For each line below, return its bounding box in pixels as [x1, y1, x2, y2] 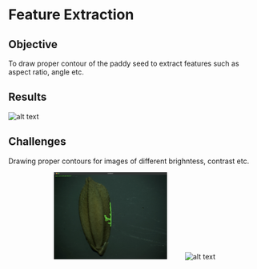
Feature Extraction [8, 6, 135, 24]
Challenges [8, 134, 66, 149]
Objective [8, 38, 58, 51]
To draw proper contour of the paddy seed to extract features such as [8, 58, 239, 68]
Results [8, 90, 47, 104]
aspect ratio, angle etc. [8, 67, 84, 77]
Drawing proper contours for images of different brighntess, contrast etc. [8, 156, 250, 166]
